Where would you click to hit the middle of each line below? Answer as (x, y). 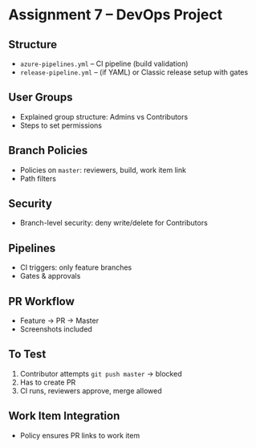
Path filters (38, 178)
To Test (27, 354)
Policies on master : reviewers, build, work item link (103, 169)
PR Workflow (41, 301)
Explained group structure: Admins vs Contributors (104, 116)
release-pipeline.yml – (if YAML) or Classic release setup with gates (134, 72)
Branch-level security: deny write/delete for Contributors (114, 223)
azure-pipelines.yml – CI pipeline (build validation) (104, 63)
